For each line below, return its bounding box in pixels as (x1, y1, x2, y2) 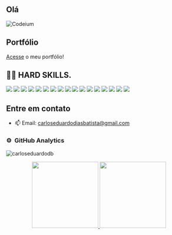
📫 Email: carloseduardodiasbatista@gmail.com (14, 120, 130, 127)
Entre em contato (6, 103, 71, 114)
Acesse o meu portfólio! (6, 53, 64, 60)
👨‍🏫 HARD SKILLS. (6, 70, 72, 80)
